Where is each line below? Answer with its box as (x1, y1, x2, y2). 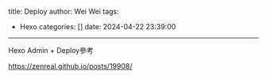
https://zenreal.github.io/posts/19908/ (8, 62, 133, 70)
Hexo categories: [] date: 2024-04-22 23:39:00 (19, 22, 176, 31)
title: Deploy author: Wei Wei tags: (8, 7, 119, 16)
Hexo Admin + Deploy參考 (8, 46, 94, 55)
